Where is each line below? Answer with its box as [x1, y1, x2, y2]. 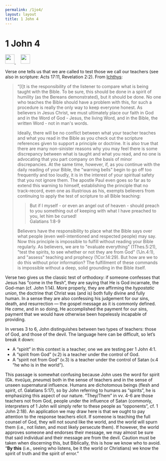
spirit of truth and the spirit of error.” [5, 451, 79, 457]
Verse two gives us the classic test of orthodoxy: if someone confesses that [5, 274, 160, 280]
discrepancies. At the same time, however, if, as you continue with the [17, 161, 160, 167]
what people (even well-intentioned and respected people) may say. [17, 233, 157, 239]
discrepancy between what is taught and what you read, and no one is [17, 151, 161, 157]
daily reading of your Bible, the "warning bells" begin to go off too [17, 167, 152, 173]
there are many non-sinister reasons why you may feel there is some [17, 146, 158, 152]
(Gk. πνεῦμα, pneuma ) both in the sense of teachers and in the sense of [5, 377, 153, 383]
